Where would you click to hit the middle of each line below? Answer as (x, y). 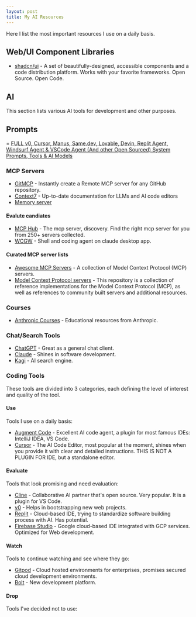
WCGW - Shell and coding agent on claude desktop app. (83, 241)
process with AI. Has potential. (51, 520)
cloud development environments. (56, 576)
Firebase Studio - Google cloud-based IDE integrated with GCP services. (102, 526)
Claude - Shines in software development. (65, 354)
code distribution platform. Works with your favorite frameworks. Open (100, 72)
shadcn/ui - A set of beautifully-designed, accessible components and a (102, 66)
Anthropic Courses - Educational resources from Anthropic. (86, 320)
